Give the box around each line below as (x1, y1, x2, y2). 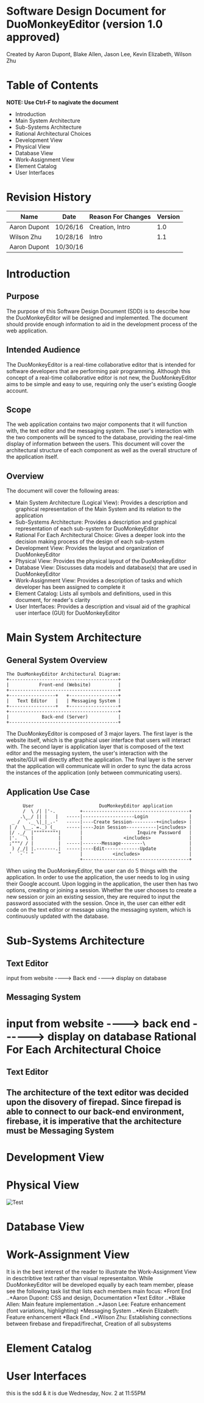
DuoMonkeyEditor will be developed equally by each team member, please (6, 1281, 194, 1288)
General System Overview (6, 655, 108, 665)
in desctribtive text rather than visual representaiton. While (6, 1274, 153, 1281)
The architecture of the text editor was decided (6, 1088, 189, 1098)
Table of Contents (6, 78, 99, 92)
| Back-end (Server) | (6, 714, 121, 720)
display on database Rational (47, 1030, 197, 1043)
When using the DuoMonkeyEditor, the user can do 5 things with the (6, 867, 178, 874)
